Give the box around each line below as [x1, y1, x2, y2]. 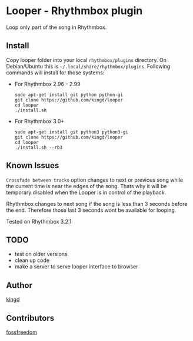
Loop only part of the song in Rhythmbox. [6, 24, 107, 31]
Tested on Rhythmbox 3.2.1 [6, 218, 72, 225]
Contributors [6, 313, 55, 323]
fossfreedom [6, 329, 37, 336]
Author [6, 280, 32, 290]
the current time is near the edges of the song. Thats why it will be [6, 182, 167, 189]
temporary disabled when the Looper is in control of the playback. [6, 189, 167, 196]
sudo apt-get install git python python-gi [14, 91, 124, 98]
